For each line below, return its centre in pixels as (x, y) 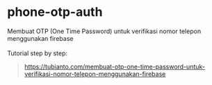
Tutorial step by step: (38, 53)
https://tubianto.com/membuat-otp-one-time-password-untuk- (114, 66)
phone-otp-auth (55, 12)
